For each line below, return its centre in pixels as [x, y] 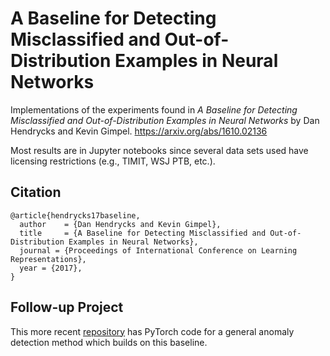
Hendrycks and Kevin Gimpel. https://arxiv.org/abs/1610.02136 [139, 131]
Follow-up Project [67, 307]
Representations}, [48, 259]
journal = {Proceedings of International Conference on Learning [158, 250]
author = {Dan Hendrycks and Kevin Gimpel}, [120, 224]
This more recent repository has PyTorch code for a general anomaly [152, 331]
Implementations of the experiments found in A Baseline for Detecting [154, 109]
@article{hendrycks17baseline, [75, 215]
